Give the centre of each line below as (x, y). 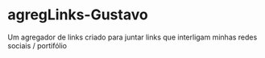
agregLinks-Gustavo (78, 15)
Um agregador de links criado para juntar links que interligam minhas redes (132, 37)
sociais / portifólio (37, 45)
